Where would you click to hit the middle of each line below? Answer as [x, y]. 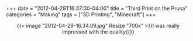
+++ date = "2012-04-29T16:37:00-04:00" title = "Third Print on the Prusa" [97, 8]
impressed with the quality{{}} [98, 32]
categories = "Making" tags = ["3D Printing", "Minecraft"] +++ [81, 14]
